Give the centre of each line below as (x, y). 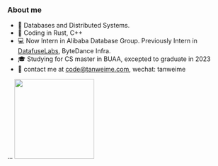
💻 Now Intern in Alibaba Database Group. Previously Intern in (108, 41)
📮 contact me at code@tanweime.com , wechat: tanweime (102, 70)
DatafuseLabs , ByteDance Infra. (64, 51)
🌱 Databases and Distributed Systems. (74, 26)
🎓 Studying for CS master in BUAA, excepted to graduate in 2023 (114, 59)
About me (25, 10)
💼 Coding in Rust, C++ (50, 33)
